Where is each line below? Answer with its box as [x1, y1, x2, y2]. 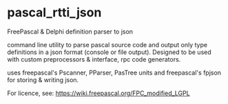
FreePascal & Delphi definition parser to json [7, 27, 133, 36]
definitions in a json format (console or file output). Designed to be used [7, 48, 211, 56]
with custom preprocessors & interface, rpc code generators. [7, 55, 181, 63]
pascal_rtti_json [7, 5, 102, 21]
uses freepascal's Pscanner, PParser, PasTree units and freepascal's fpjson [7, 68, 222, 77]
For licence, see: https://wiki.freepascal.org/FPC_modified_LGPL [7, 89, 191, 97]
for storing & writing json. [7, 75, 79, 83]
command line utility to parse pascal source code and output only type [7, 40, 208, 49]
